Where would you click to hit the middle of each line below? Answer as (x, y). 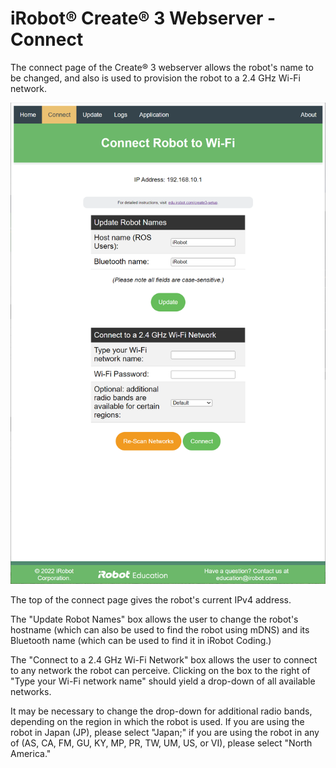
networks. (31, 692)
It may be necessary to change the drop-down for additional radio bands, (161, 711)
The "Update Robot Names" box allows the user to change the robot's (154, 619)
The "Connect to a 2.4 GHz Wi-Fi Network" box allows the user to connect (164, 660)
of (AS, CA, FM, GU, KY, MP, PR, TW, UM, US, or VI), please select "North (161, 743)
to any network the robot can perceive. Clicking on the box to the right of (160, 671)
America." (31, 754)
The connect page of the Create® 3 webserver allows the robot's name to (162, 67)
